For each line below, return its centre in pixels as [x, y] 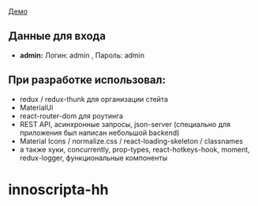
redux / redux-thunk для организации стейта [93, 99]
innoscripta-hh [58, 189]
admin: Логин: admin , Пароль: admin [82, 55]
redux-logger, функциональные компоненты [93, 158]
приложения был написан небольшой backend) [99, 133]
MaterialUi [36, 107]
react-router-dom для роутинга [71, 116]
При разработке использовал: [87, 80]
